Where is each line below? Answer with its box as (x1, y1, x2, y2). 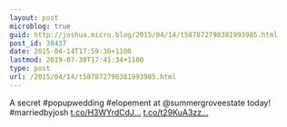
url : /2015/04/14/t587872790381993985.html (9, 73, 177, 82)
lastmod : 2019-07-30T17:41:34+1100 (9, 55, 144, 64)
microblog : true (9, 22, 71, 31)
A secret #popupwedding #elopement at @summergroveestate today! (9, 97, 271, 108)
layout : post (9, 13, 59, 23)
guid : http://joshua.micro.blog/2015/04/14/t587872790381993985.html (9, 30, 279, 39)
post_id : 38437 (9, 38, 67, 48)
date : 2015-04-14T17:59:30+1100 (9, 47, 132, 56)
